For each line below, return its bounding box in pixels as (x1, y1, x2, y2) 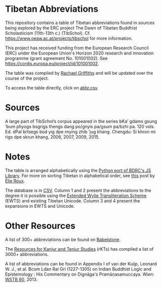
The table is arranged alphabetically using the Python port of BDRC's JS (5, 167, 151, 173)
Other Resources (5, 220, 76, 231)
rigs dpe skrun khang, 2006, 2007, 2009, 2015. (5, 134, 100, 140)
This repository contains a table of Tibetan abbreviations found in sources (5, 20, 155, 26)
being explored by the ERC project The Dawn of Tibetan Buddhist (5, 25, 137, 30)
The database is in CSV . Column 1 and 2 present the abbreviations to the (5, 187, 151, 193)
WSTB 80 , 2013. (5, 276, 38, 282)
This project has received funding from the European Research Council (5, 45, 149, 51)
